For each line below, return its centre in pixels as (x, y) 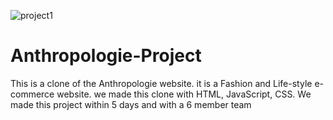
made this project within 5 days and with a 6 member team (131, 104)
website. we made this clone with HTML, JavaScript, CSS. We (184, 94)
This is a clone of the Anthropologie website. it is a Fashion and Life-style (161, 83)
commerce (32, 94)
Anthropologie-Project (106, 56)
